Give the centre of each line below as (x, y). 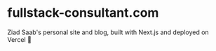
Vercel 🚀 (19, 39)
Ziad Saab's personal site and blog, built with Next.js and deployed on (108, 32)
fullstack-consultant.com (83, 13)
